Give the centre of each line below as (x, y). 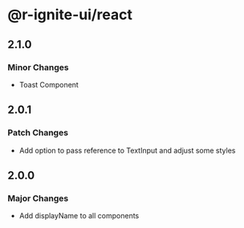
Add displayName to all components (79, 216)
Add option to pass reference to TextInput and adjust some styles (127, 150)
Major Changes (38, 198)
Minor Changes (38, 67)
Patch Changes (38, 132)
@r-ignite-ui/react (70, 15)
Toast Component (49, 84)
